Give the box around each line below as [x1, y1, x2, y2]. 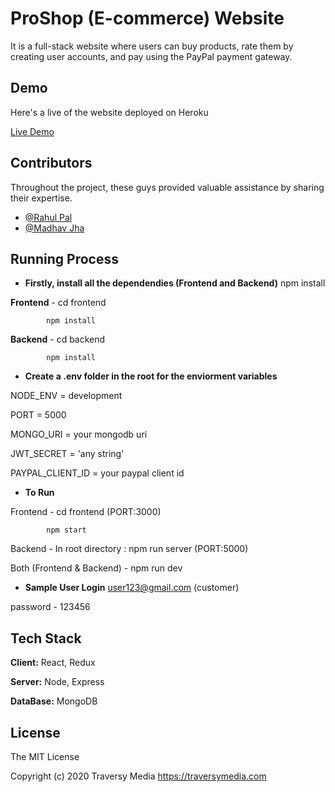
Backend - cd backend [10, 333, 106, 346]
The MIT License [10, 751, 80, 762]
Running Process [10, 250, 119, 267]
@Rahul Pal [24, 211, 73, 223]
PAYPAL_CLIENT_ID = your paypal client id [10, 467, 185, 479]
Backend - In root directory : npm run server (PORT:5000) [10, 543, 249, 555]
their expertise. [10, 192, 73, 204]
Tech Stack [10, 630, 82, 647]
